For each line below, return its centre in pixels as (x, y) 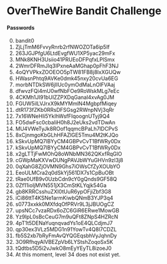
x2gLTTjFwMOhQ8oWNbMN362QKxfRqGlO (69, 154)
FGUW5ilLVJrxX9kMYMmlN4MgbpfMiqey (66, 104)
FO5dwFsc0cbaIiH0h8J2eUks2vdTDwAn (65, 123)
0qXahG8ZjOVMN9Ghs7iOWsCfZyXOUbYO (68, 166)
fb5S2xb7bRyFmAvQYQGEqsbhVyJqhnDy (66, 236)
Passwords (21, 27)
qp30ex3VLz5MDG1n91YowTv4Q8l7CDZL (66, 230)
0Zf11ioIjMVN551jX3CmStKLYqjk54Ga (61, 185)
